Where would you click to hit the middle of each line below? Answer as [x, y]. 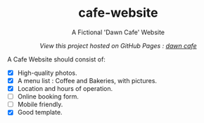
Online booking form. [48, 96]
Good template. [40, 113]
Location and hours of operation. [65, 89]
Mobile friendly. [40, 104]
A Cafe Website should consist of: [56, 59]
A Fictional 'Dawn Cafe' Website [118, 32]
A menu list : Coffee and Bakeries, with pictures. [87, 81]
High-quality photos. [47, 73]
